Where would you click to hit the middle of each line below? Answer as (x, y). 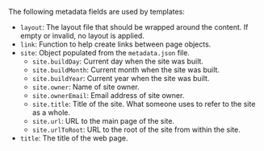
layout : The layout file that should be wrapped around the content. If (134, 27)
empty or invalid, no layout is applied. (82, 36)
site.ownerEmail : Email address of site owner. (108, 95)
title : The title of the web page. (74, 138)
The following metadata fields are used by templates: (97, 12)
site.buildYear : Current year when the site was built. (121, 78)
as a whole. (51, 112)
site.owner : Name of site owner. (86, 87)
